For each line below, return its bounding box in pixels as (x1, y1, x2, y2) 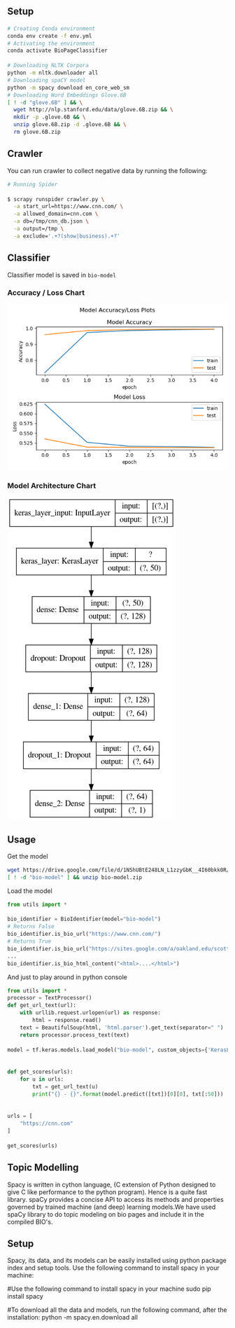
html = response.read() (32, 1017, 101, 1024)
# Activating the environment (7, 40, 96, 47)
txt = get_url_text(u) (32, 1083, 99, 1090)
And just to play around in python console (7, 973, 128, 981)
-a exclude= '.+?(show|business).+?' (13, 233, 120, 240)
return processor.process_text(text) (20, 1031, 130, 1039)
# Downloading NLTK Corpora (7, 62, 90, 69)
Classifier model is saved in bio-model (7, 270, 117, 279)
